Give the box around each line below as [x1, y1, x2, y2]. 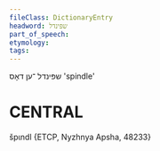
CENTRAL [9, 102, 84, 122]
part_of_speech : [9, 29, 69, 38]
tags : [9, 46, 29, 55]
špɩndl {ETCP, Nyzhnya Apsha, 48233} [9, 131, 151, 143]
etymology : [9, 38, 50, 47]
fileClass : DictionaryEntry [9, 13, 114, 22]
